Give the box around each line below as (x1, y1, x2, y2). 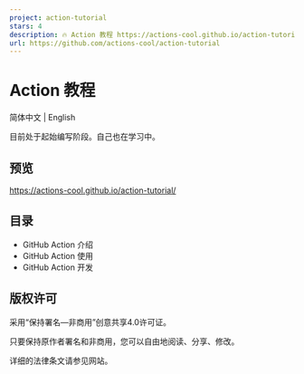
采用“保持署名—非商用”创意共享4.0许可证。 (9, 316, 172, 327)
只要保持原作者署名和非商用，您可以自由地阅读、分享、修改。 (9, 336, 240, 347)
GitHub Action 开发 (22, 262, 93, 273)
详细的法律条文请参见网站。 (9, 355, 113, 366)
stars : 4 (9, 22, 43, 31)
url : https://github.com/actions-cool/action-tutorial (9, 38, 221, 48)
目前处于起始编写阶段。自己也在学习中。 (9, 131, 160, 142)
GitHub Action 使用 (22, 250, 93, 261)
